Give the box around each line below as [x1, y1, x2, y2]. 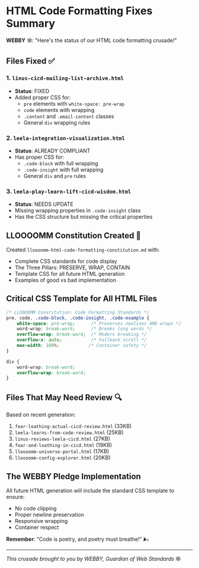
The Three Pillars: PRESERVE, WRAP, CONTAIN [14, 264, 130, 271]
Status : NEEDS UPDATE [14, 200, 74, 208]
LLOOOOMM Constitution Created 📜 [6, 230, 142, 241]
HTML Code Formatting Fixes [6, 4, 153, 18]
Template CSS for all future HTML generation [14, 270, 125, 277]
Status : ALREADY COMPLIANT [14, 147, 91, 154]
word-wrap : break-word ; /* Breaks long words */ [17, 326, 152, 332]
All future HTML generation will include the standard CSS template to [6, 487, 175, 494]
